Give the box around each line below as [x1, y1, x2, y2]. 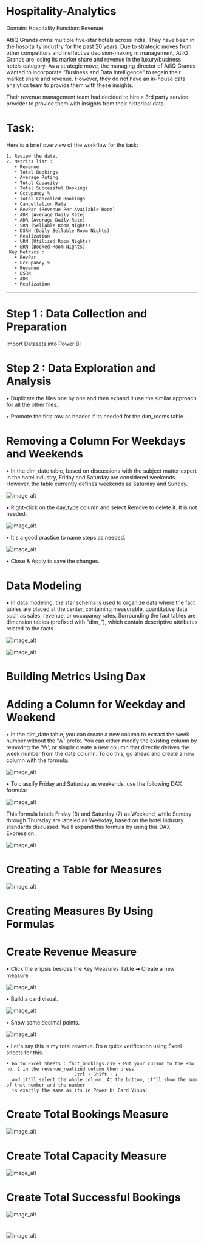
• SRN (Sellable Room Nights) [14, 222, 91, 228]
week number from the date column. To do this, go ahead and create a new [6, 750, 195, 757]
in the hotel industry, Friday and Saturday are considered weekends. [6, 473, 177, 481]
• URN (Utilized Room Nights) [14, 238, 91, 244]
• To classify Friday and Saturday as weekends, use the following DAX [6, 780, 182, 787]
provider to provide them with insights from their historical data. [6, 99, 166, 107]
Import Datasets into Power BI [6, 340, 81, 347]
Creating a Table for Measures [6, 862, 162, 876]
